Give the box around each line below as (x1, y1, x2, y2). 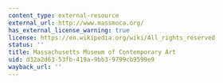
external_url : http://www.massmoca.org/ (8, 19, 145, 27)
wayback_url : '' (8, 63, 62, 71)
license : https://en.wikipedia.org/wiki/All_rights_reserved (8, 33, 216, 42)
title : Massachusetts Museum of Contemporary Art (8, 48, 177, 56)
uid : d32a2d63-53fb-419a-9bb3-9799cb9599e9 (8, 56, 155, 64)
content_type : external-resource (8, 11, 119, 20)
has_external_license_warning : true (8, 26, 130, 34)
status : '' (8, 41, 45, 49)
